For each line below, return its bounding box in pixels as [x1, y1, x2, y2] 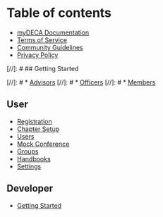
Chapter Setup [16, 125, 60, 133]
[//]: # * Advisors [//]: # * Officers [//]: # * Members [6, 77, 156, 86]
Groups [16, 147, 39, 156]
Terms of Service [16, 35, 68, 44]
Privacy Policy [16, 51, 59, 59]
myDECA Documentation [16, 28, 90, 37]
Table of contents [6, 5, 112, 21]
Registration [16, 117, 52, 125]
